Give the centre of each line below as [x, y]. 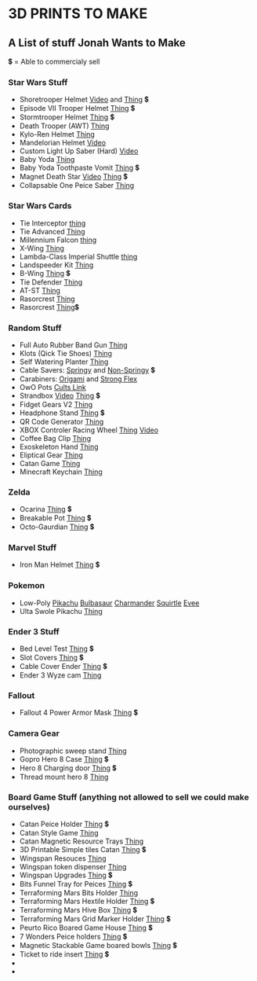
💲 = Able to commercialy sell [54, 61]
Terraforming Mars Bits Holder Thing [79, 892]
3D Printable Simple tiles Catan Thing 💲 [83, 849]
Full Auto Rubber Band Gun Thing [73, 345]
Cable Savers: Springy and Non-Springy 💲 [87, 369]
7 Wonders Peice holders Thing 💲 [73, 936]
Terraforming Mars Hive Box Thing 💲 [78, 909]
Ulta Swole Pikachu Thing [61, 611]
